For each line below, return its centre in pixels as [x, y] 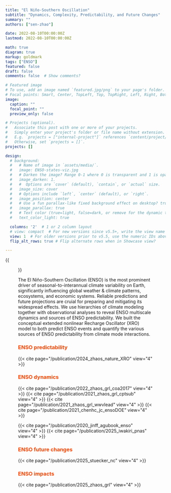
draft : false [19, 71]
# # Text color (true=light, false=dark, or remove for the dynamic [86, 213]
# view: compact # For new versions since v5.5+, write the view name [88, 231]
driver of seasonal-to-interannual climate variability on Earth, [82, 285]
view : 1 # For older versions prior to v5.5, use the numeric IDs [83, 236]
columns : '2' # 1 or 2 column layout [51, 227]
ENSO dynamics [38, 377]
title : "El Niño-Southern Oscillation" [48, 10]
